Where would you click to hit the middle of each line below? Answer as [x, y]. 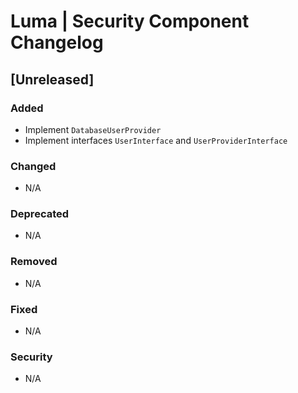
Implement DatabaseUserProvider [93, 129]
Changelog [57, 42]
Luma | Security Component [130, 21]
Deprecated [40, 214]
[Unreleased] [52, 79]
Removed [34, 262]
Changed [33, 166]
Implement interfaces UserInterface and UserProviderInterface [156, 140]
